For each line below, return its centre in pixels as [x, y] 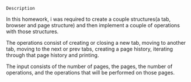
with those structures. [32, 31]
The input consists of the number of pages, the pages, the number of [89, 66]
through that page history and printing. [53, 55]
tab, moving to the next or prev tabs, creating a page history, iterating [90, 49]
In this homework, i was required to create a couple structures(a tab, [88, 19]
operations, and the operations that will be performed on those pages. [91, 72]
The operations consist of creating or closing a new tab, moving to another [96, 43]
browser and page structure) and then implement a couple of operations [93, 25]
